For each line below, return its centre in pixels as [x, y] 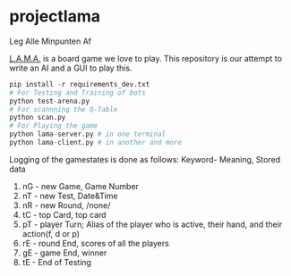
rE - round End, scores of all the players [96, 243]
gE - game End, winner [64, 253]
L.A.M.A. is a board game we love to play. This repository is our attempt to [145, 58]
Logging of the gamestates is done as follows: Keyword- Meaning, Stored [145, 159]
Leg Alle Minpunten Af [51, 41]
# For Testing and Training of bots [77, 92]
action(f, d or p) [51, 233]
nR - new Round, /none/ [66, 205]
